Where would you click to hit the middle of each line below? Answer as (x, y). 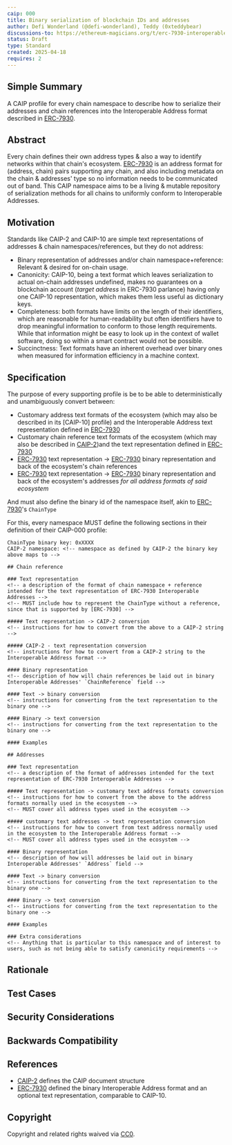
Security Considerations (61, 1017)
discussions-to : (30, 33)
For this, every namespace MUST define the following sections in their (107, 523)
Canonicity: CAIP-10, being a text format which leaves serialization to (115, 275)
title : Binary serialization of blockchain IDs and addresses (98, 20)
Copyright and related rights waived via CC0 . (71, 1134)
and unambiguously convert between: (61, 401)
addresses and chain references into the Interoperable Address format (107, 111)
